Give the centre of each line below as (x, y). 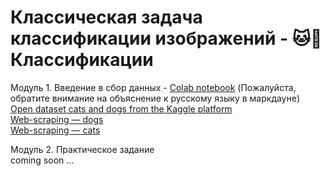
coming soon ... (42, 160)
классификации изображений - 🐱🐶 (166, 38)
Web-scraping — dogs (57, 119)
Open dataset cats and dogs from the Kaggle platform (121, 108)
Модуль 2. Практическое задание (82, 149)
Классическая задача (106, 17)
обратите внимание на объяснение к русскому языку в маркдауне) (155, 98)
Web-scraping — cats (55, 130)
